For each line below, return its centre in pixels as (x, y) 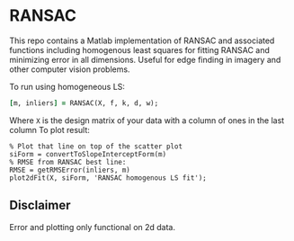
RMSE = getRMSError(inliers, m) (70, 170)
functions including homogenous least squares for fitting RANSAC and (139, 49)
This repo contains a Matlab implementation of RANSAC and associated (142, 40)
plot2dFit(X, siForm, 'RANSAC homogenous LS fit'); (108, 178)
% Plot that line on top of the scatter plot (96, 146)
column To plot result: (49, 129)
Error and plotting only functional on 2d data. (93, 227)
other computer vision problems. (70, 69)
